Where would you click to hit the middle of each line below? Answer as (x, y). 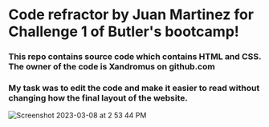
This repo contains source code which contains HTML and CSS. (135, 57)
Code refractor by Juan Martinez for (131, 15)
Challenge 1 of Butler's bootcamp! (124, 32)
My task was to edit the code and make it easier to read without (134, 88)
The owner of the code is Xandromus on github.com (112, 67)
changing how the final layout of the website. (98, 98)
